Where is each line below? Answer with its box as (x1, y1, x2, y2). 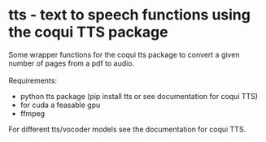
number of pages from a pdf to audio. (8, 58, 135, 68)
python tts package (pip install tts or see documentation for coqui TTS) (20, 91, 259, 101)
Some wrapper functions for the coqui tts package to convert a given (8, 49, 240, 59)
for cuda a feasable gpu (20, 100, 101, 110)
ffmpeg (20, 108, 46, 118)
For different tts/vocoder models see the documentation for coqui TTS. (8, 124, 246, 134)
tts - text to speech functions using (8, 6, 251, 24)
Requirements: (8, 75, 57, 85)
